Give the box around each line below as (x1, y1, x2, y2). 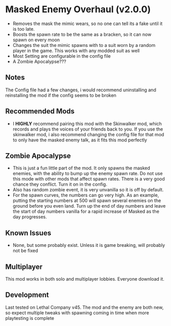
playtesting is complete (5, 315, 55, 321)
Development (5, 291, 50, 299)
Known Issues (5, 229, 52, 237)
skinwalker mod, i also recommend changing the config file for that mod (12, 131, 164, 137)
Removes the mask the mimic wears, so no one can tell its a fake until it (12, 20, 163, 27)
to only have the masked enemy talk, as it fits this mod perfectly (12, 137, 147, 143)
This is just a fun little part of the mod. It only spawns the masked (12, 165, 151, 171)
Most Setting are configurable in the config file (12, 53, 111, 59)
